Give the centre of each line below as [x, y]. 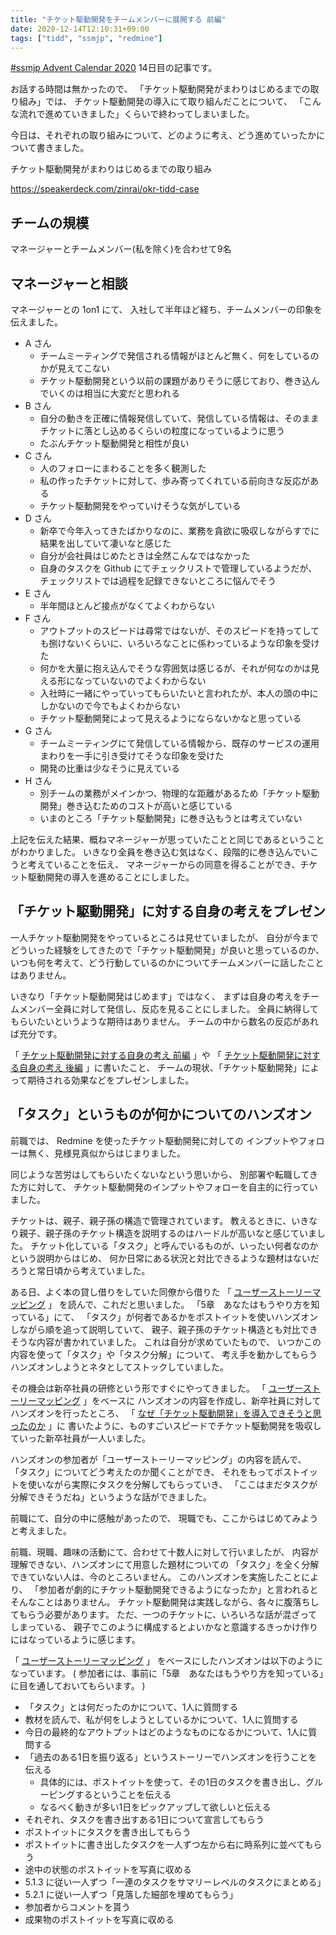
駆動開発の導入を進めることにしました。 [111, 877]
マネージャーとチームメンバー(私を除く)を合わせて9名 [121, 249]
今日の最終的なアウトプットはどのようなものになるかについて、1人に [166, 1732]
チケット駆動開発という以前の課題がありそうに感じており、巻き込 [175, 380]
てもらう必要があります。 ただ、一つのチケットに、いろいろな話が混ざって [164, 1614]
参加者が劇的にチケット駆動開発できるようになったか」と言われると [178, 1589]
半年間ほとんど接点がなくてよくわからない [127, 605]
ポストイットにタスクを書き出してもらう [108, 1832]
